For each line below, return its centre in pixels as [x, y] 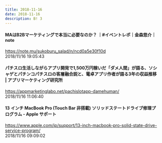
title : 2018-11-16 [24, 9]
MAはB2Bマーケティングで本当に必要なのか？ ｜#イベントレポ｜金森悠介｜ [81, 35]
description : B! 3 [24, 18]
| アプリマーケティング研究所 [34, 80]
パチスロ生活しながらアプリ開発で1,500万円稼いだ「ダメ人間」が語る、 [77, 68]
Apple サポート [41, 114]
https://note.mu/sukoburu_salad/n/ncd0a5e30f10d [55, 51]
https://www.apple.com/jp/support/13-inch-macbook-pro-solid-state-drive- [81, 125]
